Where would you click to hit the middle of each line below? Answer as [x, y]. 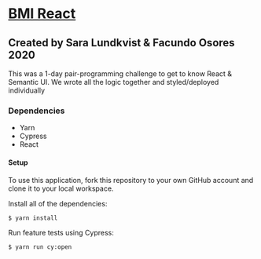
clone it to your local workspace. [61, 188]
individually [27, 90]
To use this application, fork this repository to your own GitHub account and [131, 180]
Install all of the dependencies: [58, 203]
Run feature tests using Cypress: [61, 232]
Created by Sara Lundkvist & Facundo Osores [121, 43]
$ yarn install [33, 218]
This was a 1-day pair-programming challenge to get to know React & [120, 74]
